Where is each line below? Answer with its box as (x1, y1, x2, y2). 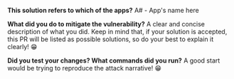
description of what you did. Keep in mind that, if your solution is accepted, (7, 28, 228, 36)
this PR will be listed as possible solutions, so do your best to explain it (7, 35, 214, 43)
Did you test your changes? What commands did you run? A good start (7, 56, 220, 65)
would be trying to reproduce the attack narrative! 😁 (7, 64, 162, 72)
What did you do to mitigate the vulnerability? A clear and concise (7, 20, 205, 28)
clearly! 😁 (7, 43, 38, 51)
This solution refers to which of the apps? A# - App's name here (7, 6, 199, 14)
